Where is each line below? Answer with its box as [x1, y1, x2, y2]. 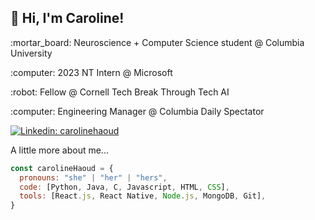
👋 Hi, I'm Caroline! [10, 10, 125, 27]
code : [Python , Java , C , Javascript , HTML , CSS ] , [19, 182, 230, 192]
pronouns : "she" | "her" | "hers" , [19, 172, 168, 183]
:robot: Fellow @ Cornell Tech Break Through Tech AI [10, 86, 230, 98]
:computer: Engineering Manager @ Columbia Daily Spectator [10, 105, 265, 117]
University [10, 47, 53, 59]
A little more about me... [10, 144, 109, 156]
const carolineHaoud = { [10, 163, 114, 173]
